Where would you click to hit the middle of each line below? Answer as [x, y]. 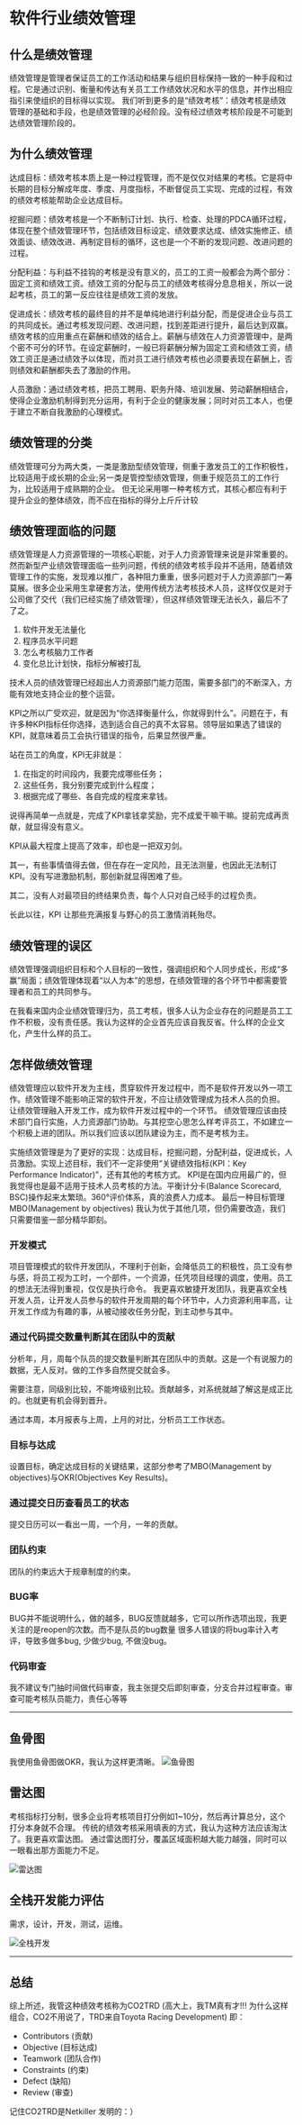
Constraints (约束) [56, 2070]
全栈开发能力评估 [57, 1900]
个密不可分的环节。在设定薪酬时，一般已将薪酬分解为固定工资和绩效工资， [147, 347]
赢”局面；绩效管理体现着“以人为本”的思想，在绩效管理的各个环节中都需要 [145, 981]
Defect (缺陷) [47, 2081]
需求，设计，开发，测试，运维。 [68, 1923]
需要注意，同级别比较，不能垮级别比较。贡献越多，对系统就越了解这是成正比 [151, 1389]
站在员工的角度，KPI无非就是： [67, 755]
